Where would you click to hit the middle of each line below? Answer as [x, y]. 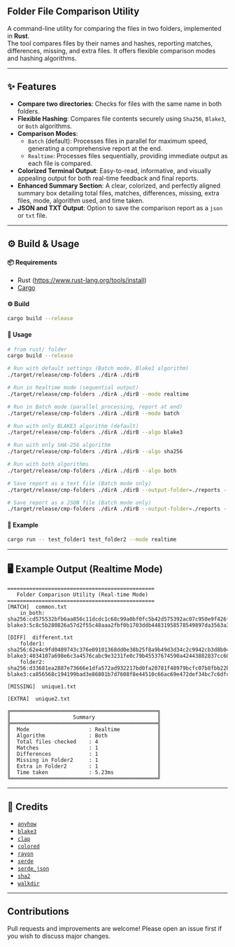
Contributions [38, 912]
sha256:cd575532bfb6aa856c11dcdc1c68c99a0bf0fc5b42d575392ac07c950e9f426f [119, 619]
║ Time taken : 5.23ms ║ [84, 773]
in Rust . [19, 36]
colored [28, 846]
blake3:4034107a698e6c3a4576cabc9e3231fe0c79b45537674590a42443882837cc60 [119, 656]
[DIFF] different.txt [40, 638]
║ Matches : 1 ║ [84, 748]
